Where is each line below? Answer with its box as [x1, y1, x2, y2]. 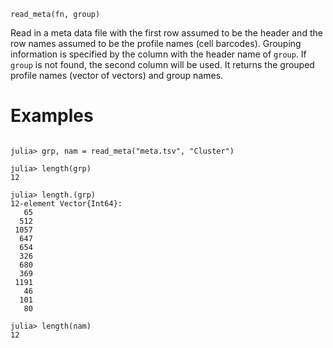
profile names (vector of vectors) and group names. [10, 70, 224, 81]
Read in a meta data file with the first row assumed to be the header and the [10, 27, 323, 39]
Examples [10, 105, 94, 127]
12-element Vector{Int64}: [10, 198, 123, 209]
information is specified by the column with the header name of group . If [10, 48, 307, 60]
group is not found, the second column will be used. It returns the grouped [10, 59, 315, 70]
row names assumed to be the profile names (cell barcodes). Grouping [10, 38, 302, 49]
